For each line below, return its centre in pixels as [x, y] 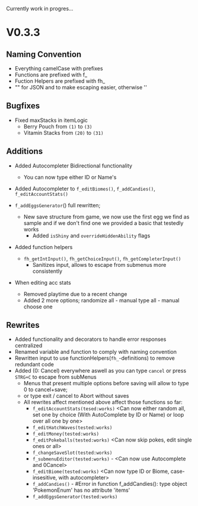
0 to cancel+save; [46, 389]
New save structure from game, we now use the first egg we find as [106, 217]
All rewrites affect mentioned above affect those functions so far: [103, 402]
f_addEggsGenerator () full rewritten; [58, 205]
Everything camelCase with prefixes [59, 68]
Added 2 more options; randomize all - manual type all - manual [101, 300]
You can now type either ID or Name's [70, 177]
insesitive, [45, 478]
